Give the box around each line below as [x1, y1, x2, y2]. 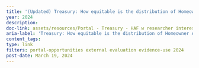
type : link [6, 42, 33, 48]
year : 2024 [6, 14, 33, 20]
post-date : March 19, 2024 [6, 53, 73, 59]
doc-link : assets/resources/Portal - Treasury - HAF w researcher [6, 25, 174, 31]
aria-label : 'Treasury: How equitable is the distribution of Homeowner [6, 31, 190, 37]
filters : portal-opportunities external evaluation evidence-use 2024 [6, 47, 184, 53]
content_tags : [6, 36, 41, 42]
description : [6, 20, 38, 25]
